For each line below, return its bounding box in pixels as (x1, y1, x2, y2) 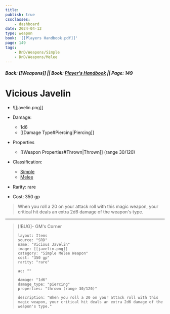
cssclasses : (5, 17, 30, 22)
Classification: (12, 159, 42, 165)
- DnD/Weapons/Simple (14, 50, 60, 55)
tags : (5, 45, 17, 50)
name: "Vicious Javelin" (17, 242, 70, 247)
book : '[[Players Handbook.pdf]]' (5, 36, 78, 41)
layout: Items (17, 233, 48, 238)
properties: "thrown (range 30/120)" (17, 286, 98, 291)
